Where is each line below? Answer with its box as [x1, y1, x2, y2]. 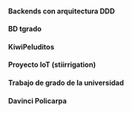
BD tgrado [8, 24, 42, 34]
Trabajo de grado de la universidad [8, 78, 124, 87]
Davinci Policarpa [8, 96, 67, 105]
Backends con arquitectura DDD [8, 6, 115, 16]
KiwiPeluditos [8, 42, 55, 51]
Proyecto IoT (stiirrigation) [8, 60, 97, 70]
